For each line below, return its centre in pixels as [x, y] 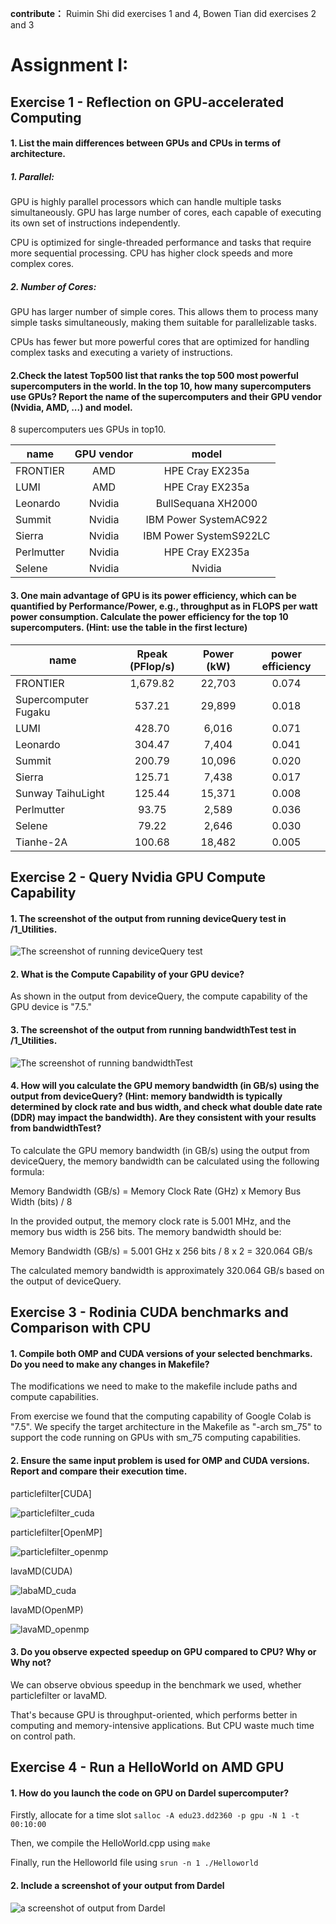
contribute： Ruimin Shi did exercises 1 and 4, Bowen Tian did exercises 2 [163, 13]
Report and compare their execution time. [99, 1471]
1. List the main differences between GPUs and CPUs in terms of [146, 143]
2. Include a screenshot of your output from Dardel [117, 1885]
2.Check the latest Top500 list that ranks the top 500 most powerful [154, 375]
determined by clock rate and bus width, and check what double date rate [166, 1107]
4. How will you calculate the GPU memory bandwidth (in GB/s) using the [165, 1086]
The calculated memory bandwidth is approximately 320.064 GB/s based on [167, 1270]
